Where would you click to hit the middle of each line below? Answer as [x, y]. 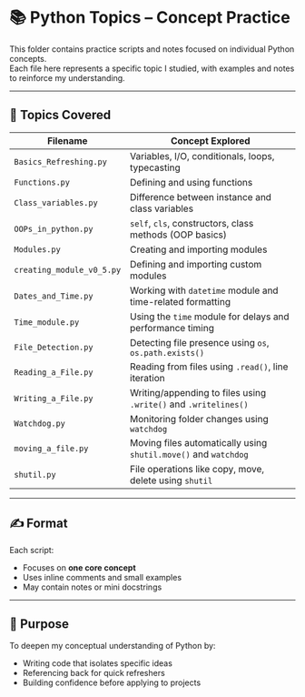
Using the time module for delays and [210, 317]
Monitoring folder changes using [200, 419]
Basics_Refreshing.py [60, 162]
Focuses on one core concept [79, 567]
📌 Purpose [39, 624]
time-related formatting [181, 301]
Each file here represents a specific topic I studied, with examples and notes [152, 68]
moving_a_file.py [51, 448]
